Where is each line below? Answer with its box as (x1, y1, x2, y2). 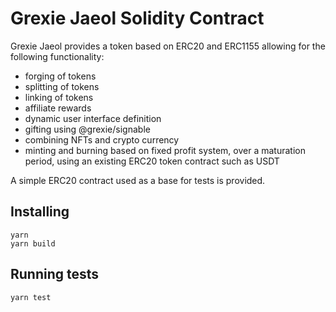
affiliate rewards (24, 102, 92, 114)
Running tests (10, 266, 100, 283)
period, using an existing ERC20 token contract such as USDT (24, 155, 280, 167)
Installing (10, 203, 70, 221)
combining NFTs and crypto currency (24, 133, 180, 146)
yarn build (10, 238, 56, 249)
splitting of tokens (24, 80, 100, 92)
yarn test (10, 292, 52, 302)
